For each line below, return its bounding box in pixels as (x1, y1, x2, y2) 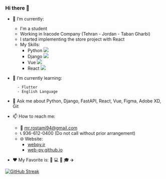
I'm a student (20, 26, 48, 32)
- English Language (17, 89, 58, 94)
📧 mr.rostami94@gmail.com (20, 125, 78, 131)
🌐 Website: (20, 136, 43, 142)
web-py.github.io (27, 147, 63, 153)
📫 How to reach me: (12, 113, 56, 119)
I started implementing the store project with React (20, 36, 125, 42)
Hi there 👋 (5, 5, 30, 12)
